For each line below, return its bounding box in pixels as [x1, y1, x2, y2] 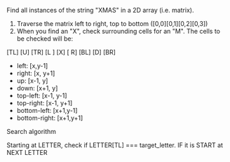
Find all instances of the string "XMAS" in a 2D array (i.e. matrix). [6, 6, 194, 14]
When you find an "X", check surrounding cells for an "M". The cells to [16, 27, 220, 35]
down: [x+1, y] [16, 84, 58, 92]
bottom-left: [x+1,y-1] [16, 107, 78, 114]
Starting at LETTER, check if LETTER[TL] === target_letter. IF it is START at [6, 141, 224, 149]
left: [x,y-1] [16, 62, 48, 69]
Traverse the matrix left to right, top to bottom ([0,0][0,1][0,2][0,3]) [16, 20, 208, 27]
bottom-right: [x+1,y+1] [16, 114, 83, 122]
